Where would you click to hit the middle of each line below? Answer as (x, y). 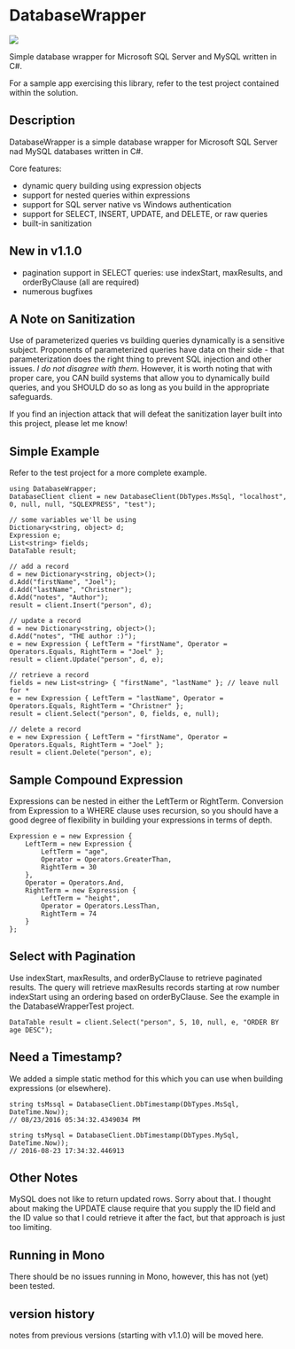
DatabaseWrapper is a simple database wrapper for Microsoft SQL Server (144, 142)
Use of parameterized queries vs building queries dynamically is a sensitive (147, 340)
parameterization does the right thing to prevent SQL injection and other (140, 359)
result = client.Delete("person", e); (81, 753)
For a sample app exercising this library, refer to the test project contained (144, 83)
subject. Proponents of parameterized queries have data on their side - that (147, 350)
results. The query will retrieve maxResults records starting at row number (144, 987)
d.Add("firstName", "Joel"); (63, 582)
